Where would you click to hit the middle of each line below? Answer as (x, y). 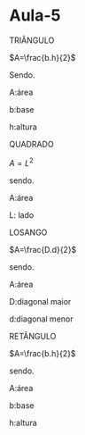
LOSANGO (28, 232)
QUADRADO (32, 144)
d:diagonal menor (41, 319)
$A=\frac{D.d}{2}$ (43, 249)
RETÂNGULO (33, 336)
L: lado (22, 214)
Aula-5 (35, 16)
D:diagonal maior (40, 301)
